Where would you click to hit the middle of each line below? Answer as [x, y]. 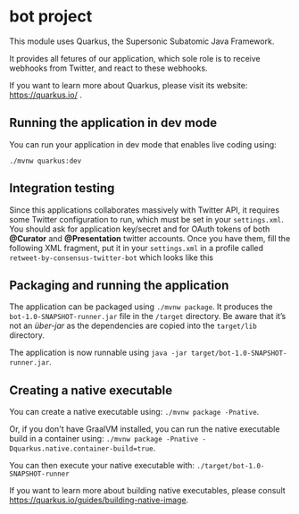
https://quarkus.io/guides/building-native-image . [99, 500]
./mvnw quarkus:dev [46, 161]
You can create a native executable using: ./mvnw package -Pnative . [134, 412]
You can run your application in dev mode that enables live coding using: [143, 144]
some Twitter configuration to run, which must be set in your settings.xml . [146, 219]
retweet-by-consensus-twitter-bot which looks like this [112, 257]
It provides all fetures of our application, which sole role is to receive [135, 58]
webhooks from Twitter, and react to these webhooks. [108, 68]
